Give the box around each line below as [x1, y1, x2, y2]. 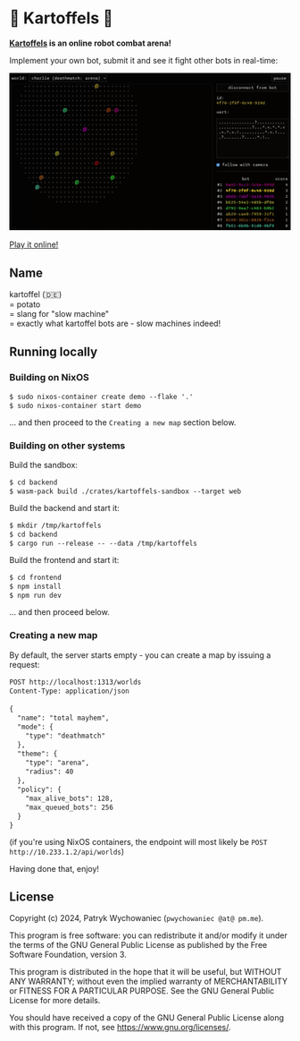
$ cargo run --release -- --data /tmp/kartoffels [9, 539, 198, 549]
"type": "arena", [25, 758, 90, 767]
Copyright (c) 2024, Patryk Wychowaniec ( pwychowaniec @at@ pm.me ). [9, 913, 264, 924]
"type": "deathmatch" [25, 731, 105, 740]
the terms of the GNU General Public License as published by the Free [9, 940, 268, 951]
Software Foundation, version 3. [9, 949, 127, 960]
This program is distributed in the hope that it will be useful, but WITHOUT [9, 967, 282, 977]
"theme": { [17, 749, 58, 758]
